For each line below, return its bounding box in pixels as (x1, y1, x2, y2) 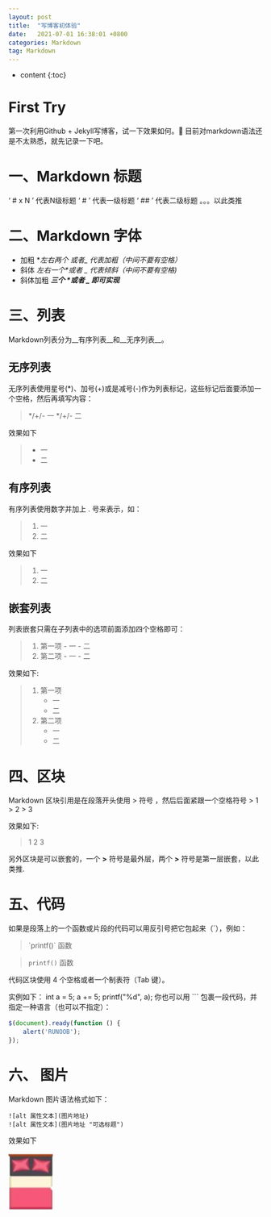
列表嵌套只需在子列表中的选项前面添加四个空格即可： (8, 624, 186, 634)
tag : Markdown (8, 47, 56, 56)
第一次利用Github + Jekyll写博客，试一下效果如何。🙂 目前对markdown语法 (8, 126, 256, 136)
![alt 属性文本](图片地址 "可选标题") (8, 1120, 124, 1128)
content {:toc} (19, 70, 67, 80)
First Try (8, 98, 66, 117)
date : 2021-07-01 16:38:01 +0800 (8, 30, 128, 38)
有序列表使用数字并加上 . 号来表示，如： (8, 504, 142, 514)
